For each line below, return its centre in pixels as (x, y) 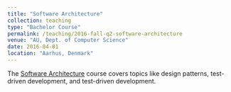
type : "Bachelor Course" (44, 27)
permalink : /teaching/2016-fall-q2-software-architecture (95, 34)
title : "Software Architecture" (55, 14)
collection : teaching (39, 21)
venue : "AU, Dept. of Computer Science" (68, 40)
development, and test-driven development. (92, 81)
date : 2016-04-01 (33, 47)
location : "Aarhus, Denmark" (50, 54)
